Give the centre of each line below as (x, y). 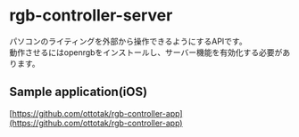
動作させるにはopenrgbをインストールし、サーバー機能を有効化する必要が (146, 52)
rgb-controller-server (91, 16)
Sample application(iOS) (79, 92)
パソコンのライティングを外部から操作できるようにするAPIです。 (128, 41)
